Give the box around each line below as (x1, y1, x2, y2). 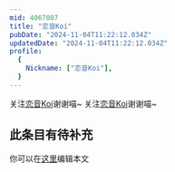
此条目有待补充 (9, 128, 93, 143)
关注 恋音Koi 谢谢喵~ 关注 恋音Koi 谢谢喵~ (9, 98, 157, 109)
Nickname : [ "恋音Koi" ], (25, 64, 113, 73)
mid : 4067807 (9, 13, 59, 23)
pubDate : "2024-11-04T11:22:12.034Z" (9, 30, 152, 39)
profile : (9, 47, 43, 56)
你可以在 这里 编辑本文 (9, 153, 89, 164)
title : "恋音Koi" (9, 22, 73, 31)
